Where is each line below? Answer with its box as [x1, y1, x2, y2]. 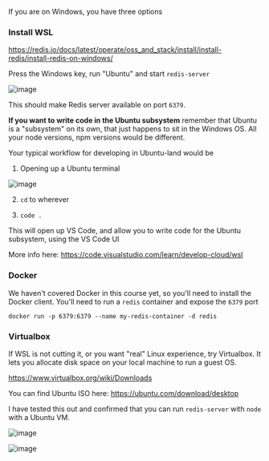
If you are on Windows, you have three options [8, 7, 163, 16]
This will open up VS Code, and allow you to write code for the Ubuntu [8, 226, 242, 236]
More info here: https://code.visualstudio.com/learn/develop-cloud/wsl [8, 250, 243, 260]
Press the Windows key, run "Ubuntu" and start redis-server [8, 69, 210, 79]
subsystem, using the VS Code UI [8, 234, 120, 244]
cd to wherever [19, 195, 70, 204]
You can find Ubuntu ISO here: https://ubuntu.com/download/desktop [8, 388, 239, 398]
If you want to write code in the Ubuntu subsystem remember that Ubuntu [8, 115, 258, 125]
